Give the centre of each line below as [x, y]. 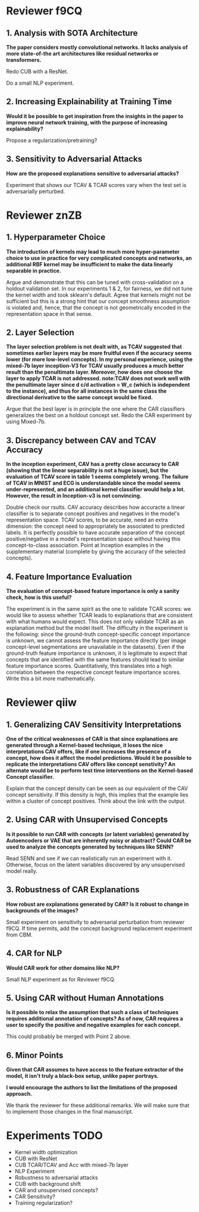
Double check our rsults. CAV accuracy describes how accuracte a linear [96, 507]
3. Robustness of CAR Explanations [73, 890]
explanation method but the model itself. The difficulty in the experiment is [97, 628]
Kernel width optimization [46, 1152]
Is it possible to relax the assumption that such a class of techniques [92, 1012]
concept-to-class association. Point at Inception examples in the [85, 545]
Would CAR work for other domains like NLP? [63, 968]
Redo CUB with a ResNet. [37, 72]
